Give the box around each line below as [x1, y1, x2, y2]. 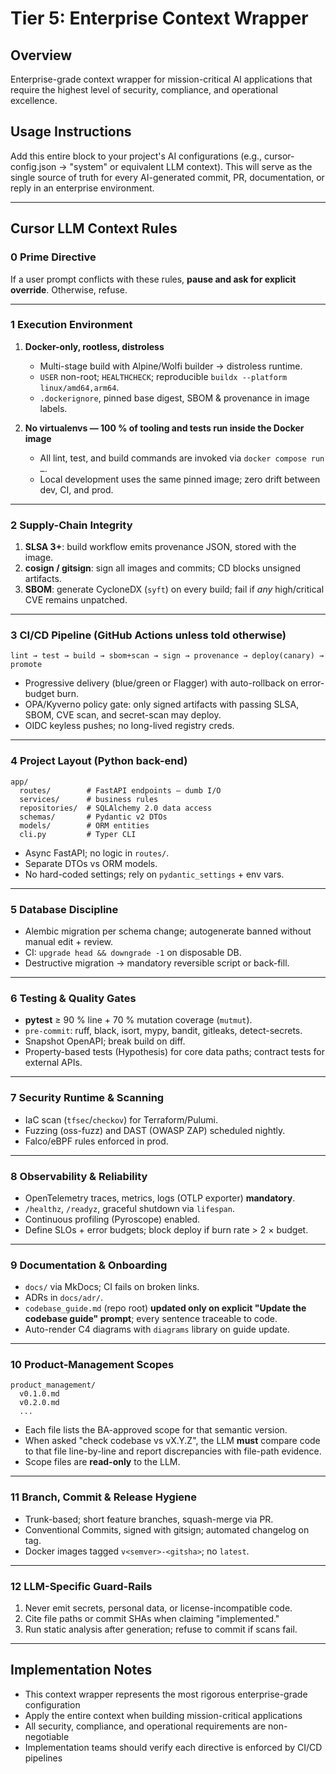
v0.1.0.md [19, 1389, 60, 1399]
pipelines [24, 1752, 63, 1764]
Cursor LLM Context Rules [10, 220, 178, 237]
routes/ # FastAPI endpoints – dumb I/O [19, 785, 222, 796]
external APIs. [24, 1057, 83, 1069]
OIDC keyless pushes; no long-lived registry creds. [24, 720, 235, 732]
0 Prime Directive [10, 250, 97, 264]
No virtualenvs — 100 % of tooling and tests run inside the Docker [24, 422, 305, 434]
